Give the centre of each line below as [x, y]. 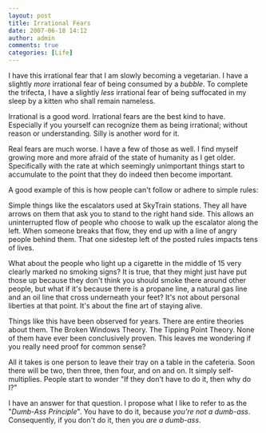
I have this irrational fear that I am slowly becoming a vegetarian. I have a [128, 75]
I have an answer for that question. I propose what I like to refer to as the [128, 403]
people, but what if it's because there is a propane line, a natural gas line [128, 289]
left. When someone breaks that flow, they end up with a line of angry [123, 231]
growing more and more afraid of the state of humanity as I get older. [122, 157]
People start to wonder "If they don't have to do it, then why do [147, 379]
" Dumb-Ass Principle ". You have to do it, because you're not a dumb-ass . [129, 411]
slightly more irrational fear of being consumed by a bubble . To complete [128, 84]
